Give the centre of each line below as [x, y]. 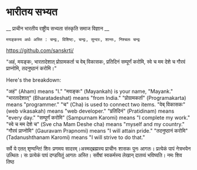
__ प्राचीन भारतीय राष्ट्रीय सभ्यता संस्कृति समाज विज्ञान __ [58, 28]
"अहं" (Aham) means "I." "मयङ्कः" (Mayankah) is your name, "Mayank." [90, 91]
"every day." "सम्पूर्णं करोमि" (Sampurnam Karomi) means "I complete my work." [98, 117]
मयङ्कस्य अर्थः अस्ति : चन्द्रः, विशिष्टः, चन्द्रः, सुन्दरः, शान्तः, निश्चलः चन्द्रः [73, 39]
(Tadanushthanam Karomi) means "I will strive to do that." [76, 137]
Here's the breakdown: [34, 80]
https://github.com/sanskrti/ [40, 50]
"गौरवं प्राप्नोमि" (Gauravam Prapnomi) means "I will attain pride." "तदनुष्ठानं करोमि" [97, 130]
